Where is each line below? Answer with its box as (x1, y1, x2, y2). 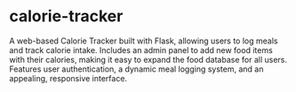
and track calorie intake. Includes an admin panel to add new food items (9, 44, 273, 55)
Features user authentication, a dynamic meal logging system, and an (9, 64, 264, 74)
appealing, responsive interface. (9, 73, 127, 83)
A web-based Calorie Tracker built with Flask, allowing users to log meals (9, 35, 278, 46)
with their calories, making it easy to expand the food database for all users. (9, 54, 287, 65)
